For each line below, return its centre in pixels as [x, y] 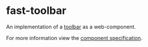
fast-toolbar [36, 11]
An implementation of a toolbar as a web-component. [71, 27]
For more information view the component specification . [74, 38]
